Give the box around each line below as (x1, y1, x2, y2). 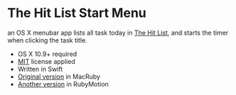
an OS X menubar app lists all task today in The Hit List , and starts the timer (7, 28, 229, 37)
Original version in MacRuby (17, 72, 101, 81)
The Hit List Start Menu (7, 5, 147, 21)
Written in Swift (17, 65, 63, 73)
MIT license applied (17, 57, 76, 65)
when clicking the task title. (7, 35, 87, 44)
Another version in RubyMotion (17, 79, 109, 88)
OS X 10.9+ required (17, 50, 77, 58)
